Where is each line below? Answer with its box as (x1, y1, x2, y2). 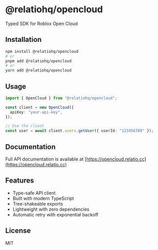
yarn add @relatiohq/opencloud (5, 68, 72, 73)
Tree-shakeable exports (12, 200, 63, 207)
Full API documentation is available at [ (5, 156, 87, 162)
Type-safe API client (12, 190, 56, 196)
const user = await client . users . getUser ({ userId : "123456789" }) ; (5, 128, 154, 133)
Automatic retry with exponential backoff (12, 211, 98, 218)
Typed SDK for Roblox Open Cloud (5, 20, 78, 27)
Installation (5, 35, 42, 44)
